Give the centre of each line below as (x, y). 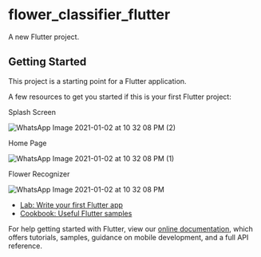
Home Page (28, 143)
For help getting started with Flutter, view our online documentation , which (131, 228)
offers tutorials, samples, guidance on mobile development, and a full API (129, 237)
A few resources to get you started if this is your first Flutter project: (120, 97)
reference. (25, 246)
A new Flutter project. (44, 37)
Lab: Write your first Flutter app (71, 204)
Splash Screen (32, 112)
